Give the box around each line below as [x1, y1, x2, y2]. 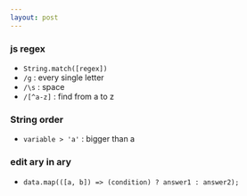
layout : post [10, 12, 59, 22]
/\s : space [22, 81, 65, 92]
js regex [10, 42, 45, 54]
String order [10, 113, 64, 126]
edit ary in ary [10, 156, 72, 168]
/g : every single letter [22, 72, 105, 83]
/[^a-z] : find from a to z [22, 91, 115, 102]
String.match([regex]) [22, 64, 108, 73]
